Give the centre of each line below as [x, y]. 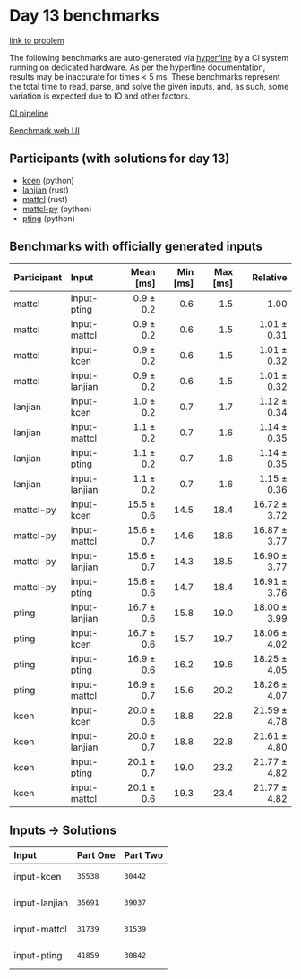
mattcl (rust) [45, 199]
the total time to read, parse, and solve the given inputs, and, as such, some [149, 86]
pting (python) [49, 218]
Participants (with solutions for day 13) [120, 159]
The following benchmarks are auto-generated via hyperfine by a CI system [149, 57]
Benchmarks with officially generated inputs [136, 247]
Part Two [144, 855]
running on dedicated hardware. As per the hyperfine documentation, [138, 67]
